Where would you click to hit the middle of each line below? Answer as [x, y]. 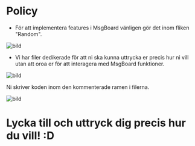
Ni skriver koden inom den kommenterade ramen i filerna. [78, 87]
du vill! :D [30, 136]
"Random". [28, 34]
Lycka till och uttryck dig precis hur [96, 123]
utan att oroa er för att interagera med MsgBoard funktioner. [90, 64]
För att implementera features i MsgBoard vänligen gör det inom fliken [102, 28]
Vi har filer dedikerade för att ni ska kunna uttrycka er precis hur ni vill [102, 57]
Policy [22, 11]
